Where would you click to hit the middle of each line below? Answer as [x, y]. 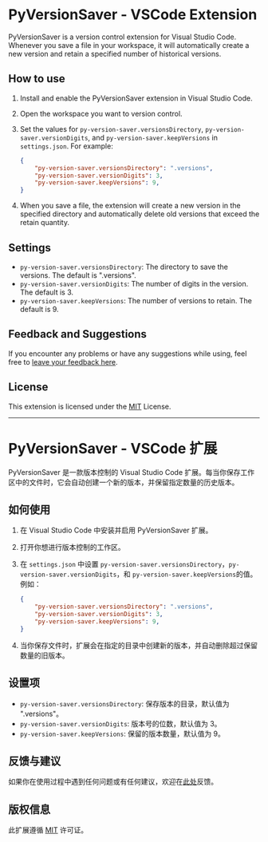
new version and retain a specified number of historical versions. [115, 53]
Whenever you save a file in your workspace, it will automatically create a [129, 45]
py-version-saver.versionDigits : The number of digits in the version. [134, 283]
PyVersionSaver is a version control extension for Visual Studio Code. [122, 37]
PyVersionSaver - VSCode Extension [133, 15]
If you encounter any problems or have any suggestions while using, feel [128, 354]
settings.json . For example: [66, 146]
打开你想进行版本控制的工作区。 [72, 547]
